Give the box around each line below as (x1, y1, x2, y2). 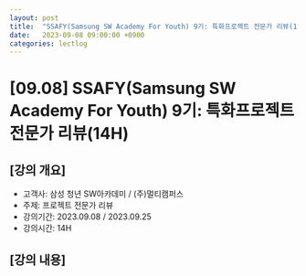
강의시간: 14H (22, 223, 72, 234)
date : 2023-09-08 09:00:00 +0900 (9, 30, 145, 39)
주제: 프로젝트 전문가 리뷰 (22, 200, 114, 211)
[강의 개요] (9, 162, 67, 178)
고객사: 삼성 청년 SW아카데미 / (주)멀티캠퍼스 (22, 188, 185, 199)
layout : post (9, 13, 59, 23)
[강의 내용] (9, 252, 67, 268)
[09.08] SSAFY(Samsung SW (9, 79, 237, 99)
